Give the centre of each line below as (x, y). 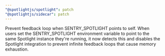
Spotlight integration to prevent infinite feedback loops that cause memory (81, 44)
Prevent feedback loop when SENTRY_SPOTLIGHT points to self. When (77, 28)
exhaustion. (17, 49)
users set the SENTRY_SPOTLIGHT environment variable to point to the (77, 33)
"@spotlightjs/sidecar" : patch (37, 14)
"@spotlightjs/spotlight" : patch (39, 10)
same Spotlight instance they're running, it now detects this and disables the (83, 39)
